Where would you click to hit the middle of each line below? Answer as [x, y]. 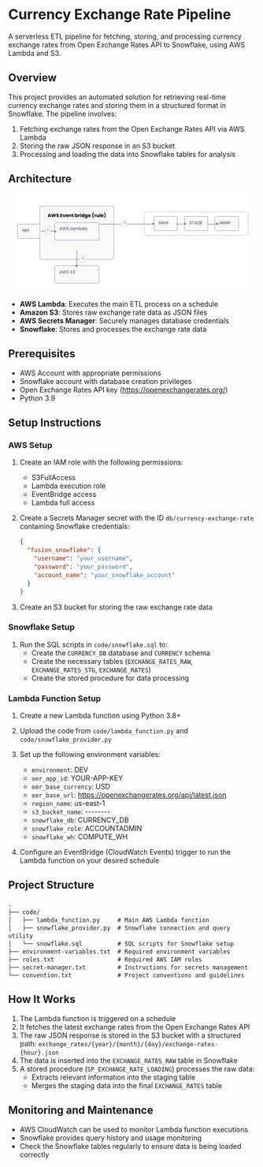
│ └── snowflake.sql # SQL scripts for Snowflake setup [121, 944]
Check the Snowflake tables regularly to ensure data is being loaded [130, 1146]
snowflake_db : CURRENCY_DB [80, 820]
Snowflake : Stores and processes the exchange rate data [113, 329]
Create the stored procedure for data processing [110, 678]
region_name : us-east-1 [68, 803]
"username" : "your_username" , [83, 559]
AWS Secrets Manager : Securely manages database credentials [124, 320]
